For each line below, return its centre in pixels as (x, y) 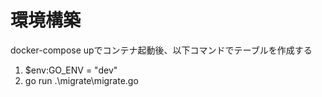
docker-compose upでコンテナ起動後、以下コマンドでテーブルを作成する (161, 50)
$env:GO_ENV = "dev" (71, 70)
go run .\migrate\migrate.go (81, 80)
